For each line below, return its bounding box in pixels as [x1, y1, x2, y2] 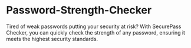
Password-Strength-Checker [6, 4, 152, 17]
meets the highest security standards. [6, 35, 98, 42]
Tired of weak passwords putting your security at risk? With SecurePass [6, 23, 182, 30]
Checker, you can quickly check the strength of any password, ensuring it [6, 29, 186, 36]
